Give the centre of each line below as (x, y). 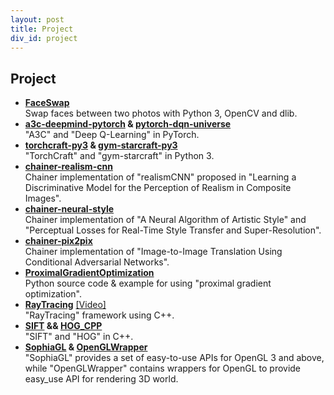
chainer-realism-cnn (68, 167)
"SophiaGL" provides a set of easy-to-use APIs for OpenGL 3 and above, (174, 358)
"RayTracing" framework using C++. (99, 315)
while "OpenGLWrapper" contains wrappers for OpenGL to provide (163, 368)
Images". (43, 198)
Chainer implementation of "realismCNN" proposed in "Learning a (160, 177)
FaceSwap (47, 103)
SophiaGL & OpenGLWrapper (86, 347)
